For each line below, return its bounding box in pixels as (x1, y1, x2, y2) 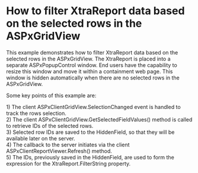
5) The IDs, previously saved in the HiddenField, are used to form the (6, 153, 175, 161)
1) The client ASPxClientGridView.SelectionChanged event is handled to (6, 103, 181, 110)
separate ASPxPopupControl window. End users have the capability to (6, 61, 178, 69)
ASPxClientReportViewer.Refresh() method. (6, 147, 113, 155)
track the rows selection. (6, 110, 67, 117)
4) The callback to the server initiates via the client (6, 141, 130, 148)
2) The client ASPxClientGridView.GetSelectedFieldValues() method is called (6, 116, 193, 123)
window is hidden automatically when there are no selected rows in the (6, 74, 180, 81)
